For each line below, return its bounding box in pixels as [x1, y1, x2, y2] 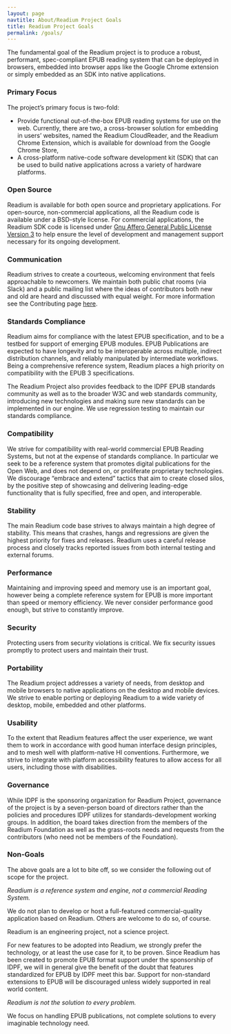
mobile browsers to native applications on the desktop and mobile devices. [7, 686, 220, 694]
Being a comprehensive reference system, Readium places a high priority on [7, 361, 224, 370]
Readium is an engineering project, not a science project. [7, 927, 170, 935]
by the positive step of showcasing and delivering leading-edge [7, 481, 188, 490]
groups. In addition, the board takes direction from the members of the [7, 818, 208, 826]
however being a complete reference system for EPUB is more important [7, 591, 213, 599]
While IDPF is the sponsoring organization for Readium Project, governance [7, 796, 222, 804]
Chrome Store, [17, 146, 59, 154]
